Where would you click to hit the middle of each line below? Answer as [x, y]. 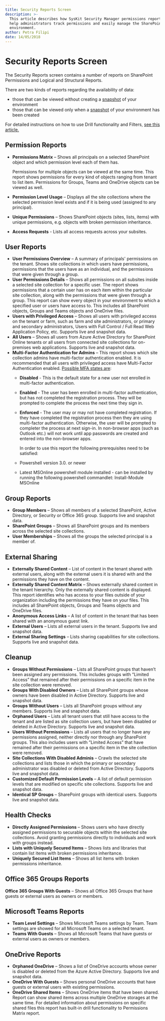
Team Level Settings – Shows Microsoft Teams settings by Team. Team [85, 923]
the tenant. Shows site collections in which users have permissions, [81, 264]
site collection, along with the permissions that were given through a [81, 295]
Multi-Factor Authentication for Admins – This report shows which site [85, 353]
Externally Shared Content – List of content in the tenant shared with [82, 569]
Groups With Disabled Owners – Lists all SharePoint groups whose [80, 690]
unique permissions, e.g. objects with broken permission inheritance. [82, 222]
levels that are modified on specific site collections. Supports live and [82, 784]
